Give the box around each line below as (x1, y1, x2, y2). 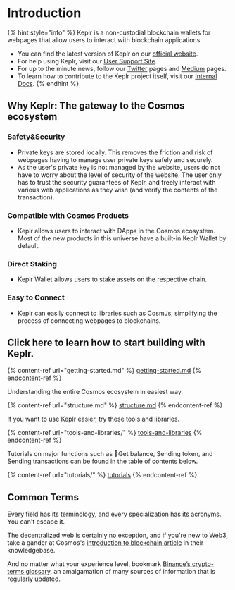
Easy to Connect (7, 293, 65, 302)
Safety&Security (7, 132, 65, 142)
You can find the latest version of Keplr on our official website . (17, 49, 198, 58)
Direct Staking (7, 259, 58, 269)
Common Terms (7, 491, 80, 503)
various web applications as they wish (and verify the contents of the (17, 185, 218, 194)
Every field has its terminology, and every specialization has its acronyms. (7, 510, 222, 519)
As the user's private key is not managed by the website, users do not (17, 163, 220, 171)
